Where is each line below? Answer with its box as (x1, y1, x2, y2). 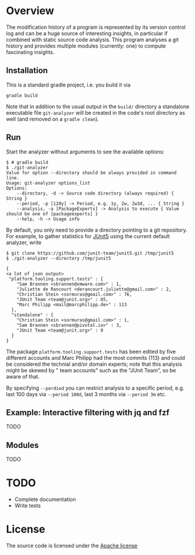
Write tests (14, 502, 41, 509)
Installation (6, 66, 48, 76)
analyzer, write (6, 239, 42, 246)
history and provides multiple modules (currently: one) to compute (6, 42, 166, 49)
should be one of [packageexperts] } (6, 210, 98, 217)
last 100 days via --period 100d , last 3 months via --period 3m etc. (6, 390, 167, 397)
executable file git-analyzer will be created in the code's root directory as (6, 109, 186, 116)
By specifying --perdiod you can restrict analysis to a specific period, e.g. (6, 384, 184, 392)
